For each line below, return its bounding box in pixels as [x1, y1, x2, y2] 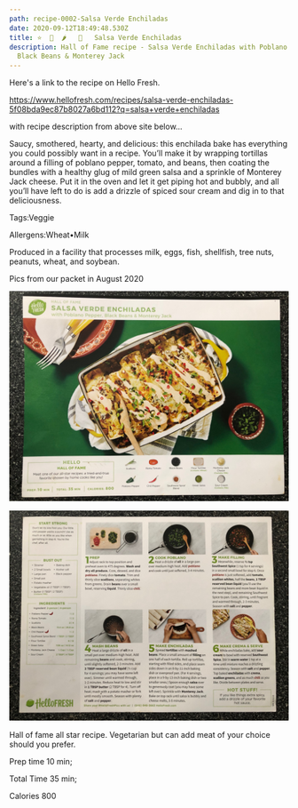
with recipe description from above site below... [9, 121, 184, 132]
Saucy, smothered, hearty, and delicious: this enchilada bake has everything [9, 139, 288, 149]
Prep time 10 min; [9, 756, 73, 767]
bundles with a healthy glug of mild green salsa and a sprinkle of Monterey [9, 167, 282, 178]
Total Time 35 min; [9, 773, 78, 784]
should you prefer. [9, 739, 76, 750]
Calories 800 [9, 791, 57, 802]
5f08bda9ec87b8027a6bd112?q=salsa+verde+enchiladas [9, 104, 220, 115]
